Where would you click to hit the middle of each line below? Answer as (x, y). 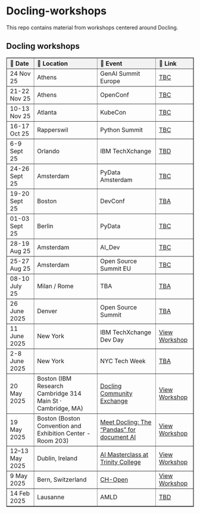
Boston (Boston (58, 418)
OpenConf (115, 95)
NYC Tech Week (123, 361)
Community (116, 393)
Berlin (45, 226)
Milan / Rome (55, 286)
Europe (110, 81)
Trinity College (121, 462)
